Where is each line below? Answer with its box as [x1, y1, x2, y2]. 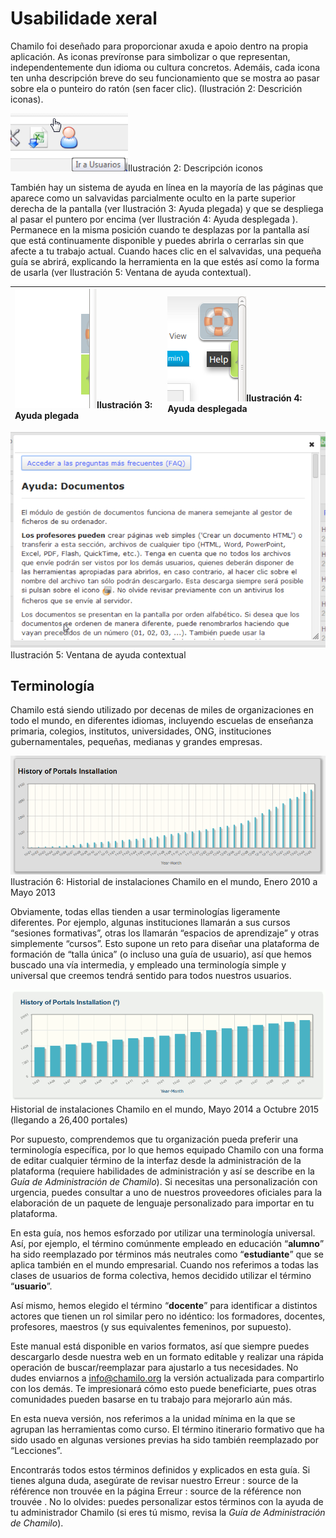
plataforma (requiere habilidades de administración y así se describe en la [10, 1165, 315, 1177]
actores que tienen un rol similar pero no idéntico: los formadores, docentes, [10, 1310, 326, 1322]
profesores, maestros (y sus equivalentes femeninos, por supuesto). [10, 1321, 292, 1333]
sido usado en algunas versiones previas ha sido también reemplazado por [10, 1434, 320, 1446]
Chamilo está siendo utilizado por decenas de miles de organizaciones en [10, 704, 314, 716]
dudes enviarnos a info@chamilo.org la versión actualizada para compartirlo [10, 1372, 325, 1384]
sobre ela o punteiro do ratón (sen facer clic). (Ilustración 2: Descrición [10, 82, 303, 94]
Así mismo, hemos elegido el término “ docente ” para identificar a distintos [10, 1300, 318, 1312]
